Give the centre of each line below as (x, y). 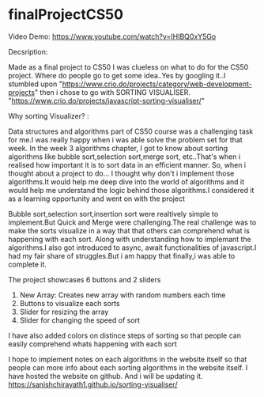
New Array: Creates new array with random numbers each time (123, 295)
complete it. (28, 264)
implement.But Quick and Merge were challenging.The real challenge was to (132, 222)
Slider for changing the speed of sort (80, 320)
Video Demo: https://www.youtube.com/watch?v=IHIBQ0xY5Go (112, 36)
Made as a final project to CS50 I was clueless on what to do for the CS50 (128, 67)
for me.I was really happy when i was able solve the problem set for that (125, 139)
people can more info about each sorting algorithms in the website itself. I (128, 367)
